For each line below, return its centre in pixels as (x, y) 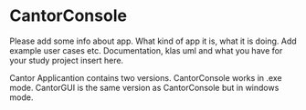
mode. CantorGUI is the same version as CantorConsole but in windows (144, 87)
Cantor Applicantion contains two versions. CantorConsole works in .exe (146, 77)
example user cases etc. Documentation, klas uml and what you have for (146, 50)
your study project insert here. (67, 60)
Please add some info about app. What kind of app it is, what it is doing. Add (153, 41)
